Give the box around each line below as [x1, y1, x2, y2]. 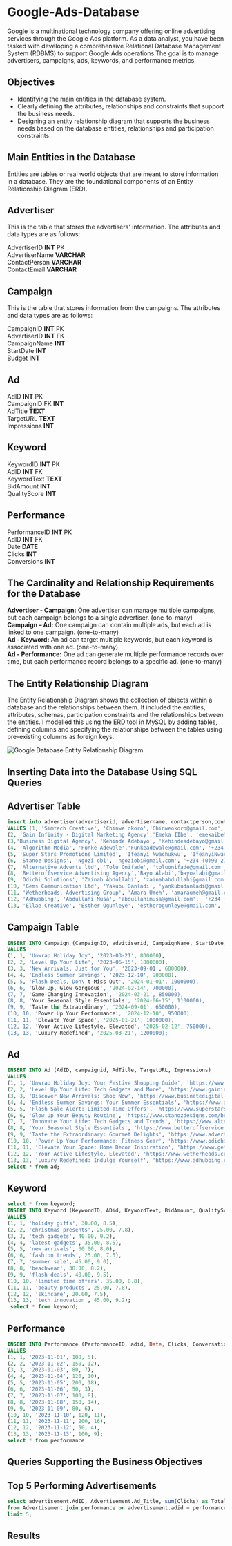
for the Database [7, 588, 81, 600]
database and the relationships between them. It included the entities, [7, 703, 206, 712]
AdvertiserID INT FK [7, 332, 64, 341]
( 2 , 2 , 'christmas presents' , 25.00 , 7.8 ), [7, 1226, 135, 1233]
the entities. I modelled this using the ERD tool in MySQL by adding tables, [7, 718, 217, 726]
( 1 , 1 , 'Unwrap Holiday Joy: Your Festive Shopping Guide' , [7, 1080, 184, 1087]
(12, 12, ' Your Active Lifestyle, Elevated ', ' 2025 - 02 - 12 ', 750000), [7, 1023, 212, 1030]
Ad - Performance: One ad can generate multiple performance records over [7, 650, 224, 658]
